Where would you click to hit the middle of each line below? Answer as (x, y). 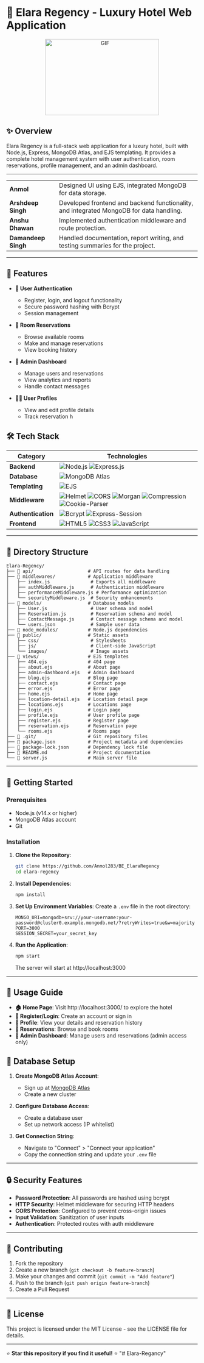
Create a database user (53, 1118)
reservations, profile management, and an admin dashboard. (82, 165)
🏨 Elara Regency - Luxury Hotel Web (99, 12)
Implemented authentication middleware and (122, 220)
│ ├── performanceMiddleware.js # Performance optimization (87, 593)
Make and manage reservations (64, 343)
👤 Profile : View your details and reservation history (79, 1023)
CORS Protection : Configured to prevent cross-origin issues (90, 1211)
